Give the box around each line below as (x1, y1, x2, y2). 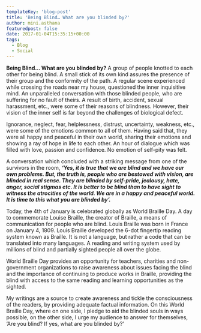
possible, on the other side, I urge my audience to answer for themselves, (6, 313, 188, 321)
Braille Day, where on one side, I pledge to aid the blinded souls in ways (6, 307, 184, 314)
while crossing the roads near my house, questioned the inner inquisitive (6, 83, 186, 91)
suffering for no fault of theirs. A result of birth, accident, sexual (6, 96, 164, 103)
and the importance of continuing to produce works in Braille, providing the (6, 270, 192, 277)
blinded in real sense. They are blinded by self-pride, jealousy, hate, (6, 176, 180, 184)
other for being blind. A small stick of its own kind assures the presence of (6, 70, 190, 78)
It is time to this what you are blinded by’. (6, 196, 111, 203)
